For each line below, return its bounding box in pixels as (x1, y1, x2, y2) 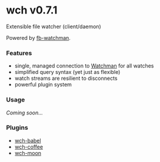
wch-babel (14, 137, 41, 144)
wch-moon (14, 149, 42, 156)
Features (6, 49, 32, 57)
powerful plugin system (14, 81, 72, 88)
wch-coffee (14, 143, 43, 150)
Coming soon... (6, 109, 43, 116)
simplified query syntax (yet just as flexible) (14, 69, 121, 76)
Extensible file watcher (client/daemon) (6, 23, 101, 30)
